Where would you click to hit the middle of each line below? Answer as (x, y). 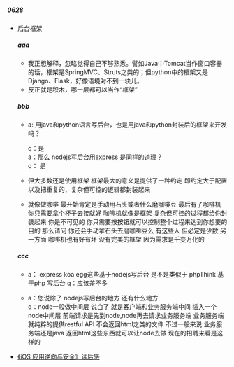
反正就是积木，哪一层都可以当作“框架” (82, 89)
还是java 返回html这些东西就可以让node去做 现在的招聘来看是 (129, 333)
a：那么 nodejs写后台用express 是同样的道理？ (95, 157)
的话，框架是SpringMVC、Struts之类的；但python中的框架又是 (118, 72)
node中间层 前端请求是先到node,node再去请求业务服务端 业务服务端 (126, 315)
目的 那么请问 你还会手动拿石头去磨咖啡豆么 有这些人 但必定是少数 (123, 230)
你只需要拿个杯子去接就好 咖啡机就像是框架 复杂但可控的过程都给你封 (127, 213)
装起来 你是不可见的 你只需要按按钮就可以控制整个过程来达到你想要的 (127, 221)
